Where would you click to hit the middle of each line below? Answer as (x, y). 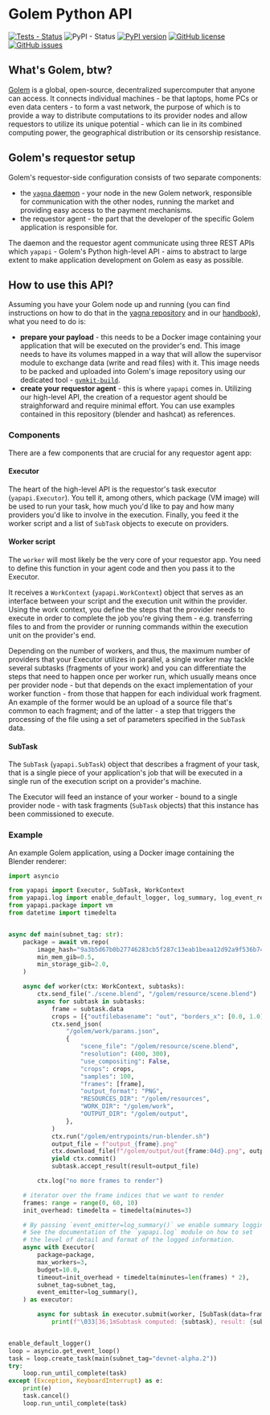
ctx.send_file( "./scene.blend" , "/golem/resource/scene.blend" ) (147, 994)
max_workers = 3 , (63, 1262)
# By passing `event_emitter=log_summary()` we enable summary (131, 1225)
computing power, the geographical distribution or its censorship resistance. (135, 132)
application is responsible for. (69, 227)
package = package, (66, 1255)
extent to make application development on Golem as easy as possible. (126, 259)
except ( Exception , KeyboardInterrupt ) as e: (86, 1381)
